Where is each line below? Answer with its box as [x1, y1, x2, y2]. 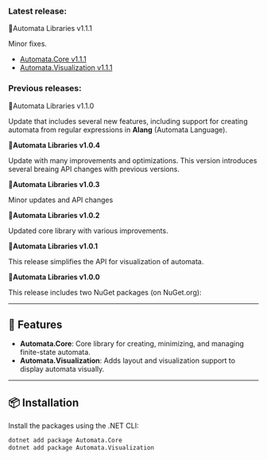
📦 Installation [8, 396, 79, 409]
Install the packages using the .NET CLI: [8, 421, 139, 431]
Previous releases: [8, 83, 82, 94]
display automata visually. [19, 364, 105, 374]
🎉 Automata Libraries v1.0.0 [8, 272, 101, 282]
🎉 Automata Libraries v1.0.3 [8, 179, 100, 189]
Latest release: [8, 6, 68, 17]
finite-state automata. [19, 348, 91, 357]
